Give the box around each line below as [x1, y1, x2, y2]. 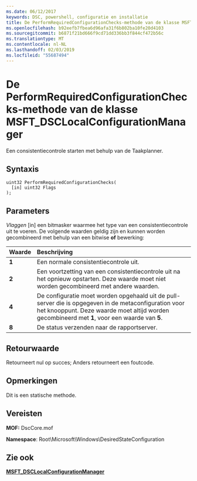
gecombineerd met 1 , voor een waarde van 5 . [37, 314, 163, 322]
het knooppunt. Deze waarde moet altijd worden [37, 306, 169, 315]
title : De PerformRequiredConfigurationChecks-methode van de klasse [6, 19, 180, 25]
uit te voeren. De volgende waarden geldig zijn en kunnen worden [6, 228, 165, 235]
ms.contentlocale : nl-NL [6, 42, 67, 48]
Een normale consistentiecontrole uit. [37, 258, 140, 266]
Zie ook [6, 453, 34, 463]
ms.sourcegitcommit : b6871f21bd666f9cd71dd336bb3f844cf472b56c [6, 31, 164, 36]
